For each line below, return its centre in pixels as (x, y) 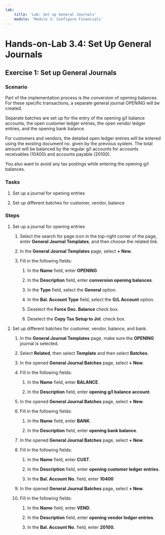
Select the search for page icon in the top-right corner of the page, (88, 236)
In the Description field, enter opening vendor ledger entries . (91, 518)
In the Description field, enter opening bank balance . (82, 430)
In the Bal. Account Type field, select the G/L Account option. (91, 299)
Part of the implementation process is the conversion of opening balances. (82, 98)
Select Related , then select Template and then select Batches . (84, 353)
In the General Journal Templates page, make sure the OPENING (87, 338)
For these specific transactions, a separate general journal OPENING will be (82, 103)
